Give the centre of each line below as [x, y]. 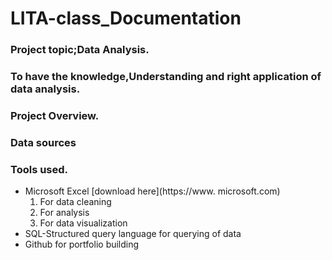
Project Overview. [55, 115]
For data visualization [83, 223]
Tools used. [39, 169]
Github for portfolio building [82, 244]
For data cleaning [75, 202]
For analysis [64, 213]
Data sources [43, 142]
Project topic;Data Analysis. [80, 50]
